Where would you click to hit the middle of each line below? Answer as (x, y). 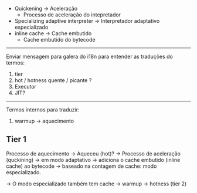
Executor (26, 87)
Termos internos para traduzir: (43, 110)
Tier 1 (16, 139)
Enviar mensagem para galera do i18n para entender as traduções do (89, 56)
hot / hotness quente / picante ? (53, 80)
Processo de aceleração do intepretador (72, 15)
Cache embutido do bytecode (59, 40)
